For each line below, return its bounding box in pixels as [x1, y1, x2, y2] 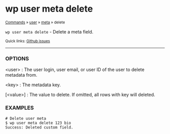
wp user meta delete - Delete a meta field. [5, 28, 94, 35]
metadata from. [5, 72, 37, 78]
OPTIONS [5, 55, 29, 62]
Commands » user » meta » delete [5, 20, 65, 25]
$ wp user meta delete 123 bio [5, 120, 71, 125]
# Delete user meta [5, 116, 47, 121]
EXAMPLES [5, 105, 34, 112]
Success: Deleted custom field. [5, 125, 73, 130]
